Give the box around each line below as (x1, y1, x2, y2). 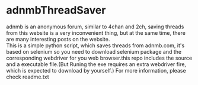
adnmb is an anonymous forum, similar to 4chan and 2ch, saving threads (6, 23, 184, 30)
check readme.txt (6, 73, 49, 80)
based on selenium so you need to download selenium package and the (6, 48, 182, 55)
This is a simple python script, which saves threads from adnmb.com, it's (6, 42, 185, 49)
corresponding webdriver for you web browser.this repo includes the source (6, 54, 193, 61)
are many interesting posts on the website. (6, 35, 110, 42)
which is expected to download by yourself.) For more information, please (6, 67, 186, 74)
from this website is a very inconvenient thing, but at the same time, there (6, 29, 186, 36)
